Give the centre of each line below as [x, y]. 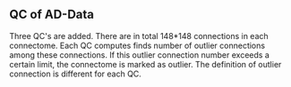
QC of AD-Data [52, 15]
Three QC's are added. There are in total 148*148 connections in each [139, 36]
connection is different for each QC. [75, 74]
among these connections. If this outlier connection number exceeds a [140, 55]
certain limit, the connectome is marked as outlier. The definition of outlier [145, 64]
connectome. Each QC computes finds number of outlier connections [137, 45]
